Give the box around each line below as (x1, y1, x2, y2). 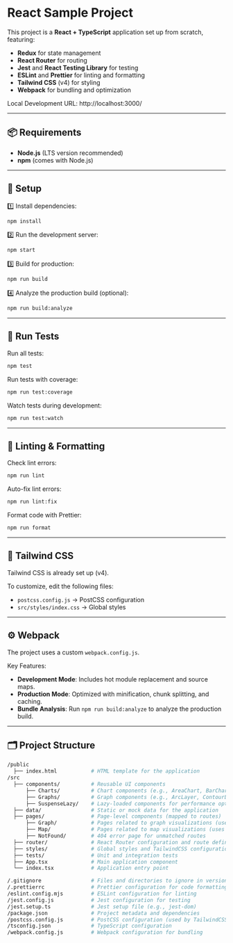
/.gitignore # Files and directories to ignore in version (7, 878, 228, 885)
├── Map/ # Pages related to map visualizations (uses (25, 826, 225, 833)
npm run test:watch (7, 414, 64, 421)
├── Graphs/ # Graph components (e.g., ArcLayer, (25, 793, 200, 800)
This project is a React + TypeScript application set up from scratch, (7, 28, 203, 36)
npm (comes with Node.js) (17, 156, 94, 164)
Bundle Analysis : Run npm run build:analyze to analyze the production (17, 704, 222, 713)
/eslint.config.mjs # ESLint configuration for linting (7, 890, 197, 897)
